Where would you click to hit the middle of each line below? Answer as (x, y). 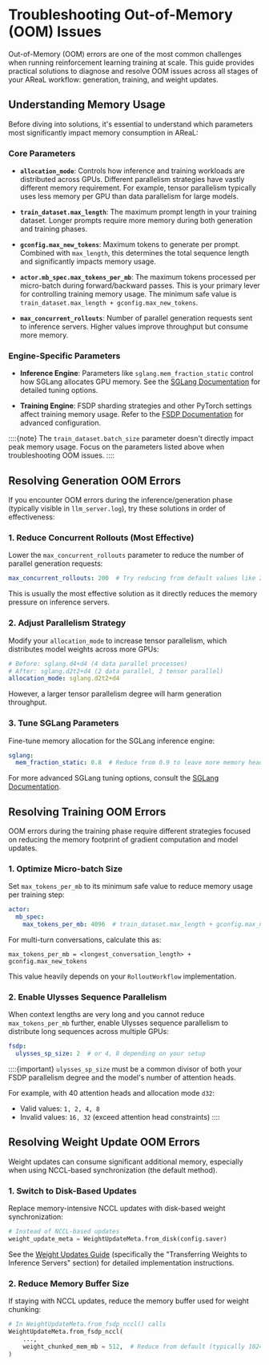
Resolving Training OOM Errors (87, 812)
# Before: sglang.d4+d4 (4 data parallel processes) (98, 664)
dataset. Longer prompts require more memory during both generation (136, 220)
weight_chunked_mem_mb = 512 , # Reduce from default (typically (134, 1347)
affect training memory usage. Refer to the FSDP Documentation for (132, 414)
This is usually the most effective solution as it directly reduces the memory (133, 594)
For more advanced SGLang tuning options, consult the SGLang (113, 778)
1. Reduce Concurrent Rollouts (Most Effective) (101, 538)
